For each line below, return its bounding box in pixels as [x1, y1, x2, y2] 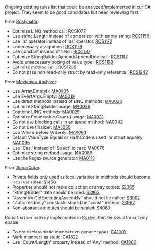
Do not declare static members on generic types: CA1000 [12, 229, 127, 234]
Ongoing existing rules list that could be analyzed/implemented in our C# [5, 4, 151, 10]
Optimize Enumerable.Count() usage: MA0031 [12, 114, 104, 119]
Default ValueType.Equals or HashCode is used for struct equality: [12, 134, 144, 140]
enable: [5, 219, 20, 225]
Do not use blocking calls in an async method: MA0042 [12, 119, 123, 125]
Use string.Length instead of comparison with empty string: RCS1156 [12, 33, 150, 39]
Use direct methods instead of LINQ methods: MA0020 [12, 99, 123, 104]
